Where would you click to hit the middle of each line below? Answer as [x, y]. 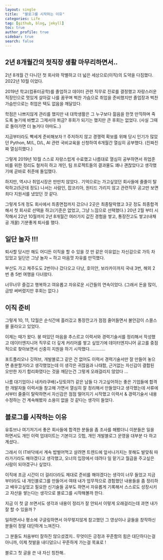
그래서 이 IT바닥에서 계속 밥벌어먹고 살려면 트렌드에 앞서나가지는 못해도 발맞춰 [79, 452]
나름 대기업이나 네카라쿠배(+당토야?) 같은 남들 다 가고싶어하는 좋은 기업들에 [77, 382]
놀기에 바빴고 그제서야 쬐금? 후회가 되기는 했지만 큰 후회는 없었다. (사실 [81, 120]
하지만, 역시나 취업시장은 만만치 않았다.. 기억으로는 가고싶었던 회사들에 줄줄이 [78, 181]
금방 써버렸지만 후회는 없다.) [32, 291]
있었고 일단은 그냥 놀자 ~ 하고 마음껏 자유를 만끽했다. [55, 258]
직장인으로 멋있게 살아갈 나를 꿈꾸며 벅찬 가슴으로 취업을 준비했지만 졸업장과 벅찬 [82, 97]
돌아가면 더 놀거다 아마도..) [36, 126]
